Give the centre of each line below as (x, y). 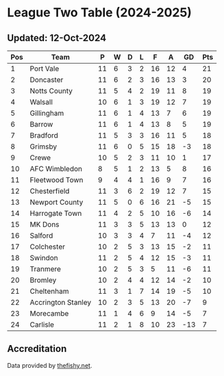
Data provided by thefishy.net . (50, 365)
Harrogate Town (56, 213)
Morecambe (49, 313)
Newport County (57, 202)
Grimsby (43, 147)
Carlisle (42, 325)
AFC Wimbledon (56, 169)
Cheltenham (49, 291)
